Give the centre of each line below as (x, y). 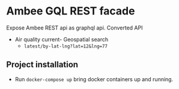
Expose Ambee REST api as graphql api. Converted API (74, 28)
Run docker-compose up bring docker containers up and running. (94, 79)
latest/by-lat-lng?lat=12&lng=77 (66, 46)
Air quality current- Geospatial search (62, 39)
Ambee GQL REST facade (71, 11)
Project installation (42, 65)
